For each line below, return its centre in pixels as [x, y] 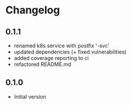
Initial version [30, 96]
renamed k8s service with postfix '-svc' [62, 45]
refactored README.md [42, 64]
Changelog [33, 10]
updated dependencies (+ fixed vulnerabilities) [70, 52]
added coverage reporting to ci [51, 58]
